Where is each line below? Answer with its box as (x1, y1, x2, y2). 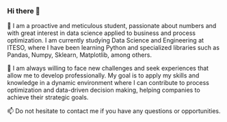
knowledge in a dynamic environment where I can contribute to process (7, 79, 210, 87)
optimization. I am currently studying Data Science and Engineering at (7, 36, 204, 45)
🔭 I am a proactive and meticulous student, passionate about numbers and (7, 22, 217, 30)
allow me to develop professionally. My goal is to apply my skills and (7, 71, 200, 80)
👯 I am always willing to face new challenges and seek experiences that (7, 64, 209, 73)
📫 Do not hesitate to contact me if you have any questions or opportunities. (7, 107, 221, 115)
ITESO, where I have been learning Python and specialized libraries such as (7, 44, 220, 52)
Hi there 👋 (7, 6, 41, 16)
